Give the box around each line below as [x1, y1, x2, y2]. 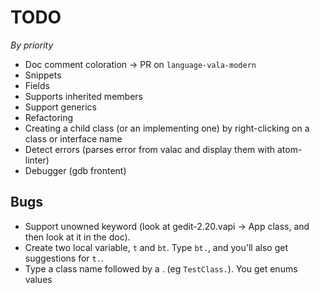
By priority [10, 39, 54, 51]
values [24, 273, 53, 285]
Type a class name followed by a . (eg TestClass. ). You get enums [24, 262, 298, 275]
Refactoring [24, 111, 74, 123]
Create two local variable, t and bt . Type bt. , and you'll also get [24, 241, 288, 253]
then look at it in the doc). [24, 231, 131, 243]
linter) [24, 154, 50, 166]
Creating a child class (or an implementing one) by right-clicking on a [24, 122, 310, 134]
